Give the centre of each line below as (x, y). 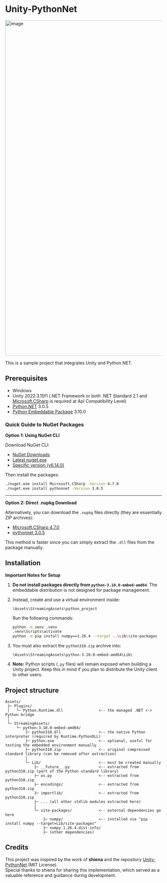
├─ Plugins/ (20, 706)
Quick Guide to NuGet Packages (45, 425)
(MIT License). (43, 865)
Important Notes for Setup (33, 575)
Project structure (32, 690)
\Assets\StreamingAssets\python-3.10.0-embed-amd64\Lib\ (73, 655)
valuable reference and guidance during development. (61, 875)
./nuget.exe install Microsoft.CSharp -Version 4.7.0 (62, 484)
